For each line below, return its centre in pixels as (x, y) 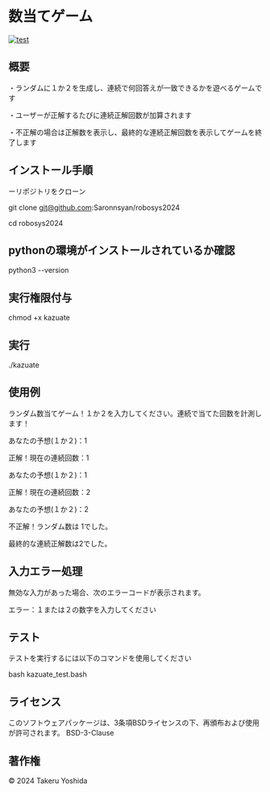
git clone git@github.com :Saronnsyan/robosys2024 (94, 207)
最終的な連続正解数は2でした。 (60, 543)
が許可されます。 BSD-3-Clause (61, 733)
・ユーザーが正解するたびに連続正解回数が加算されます (100, 115)
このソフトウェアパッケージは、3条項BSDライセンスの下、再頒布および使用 (134, 723)
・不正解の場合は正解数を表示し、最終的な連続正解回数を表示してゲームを (132, 132)
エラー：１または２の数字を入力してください (83, 610)
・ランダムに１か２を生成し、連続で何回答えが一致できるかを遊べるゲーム (132, 88)
